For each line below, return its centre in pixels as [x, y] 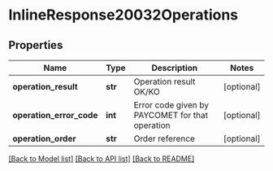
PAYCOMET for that [171, 115]
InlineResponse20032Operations [123, 15]
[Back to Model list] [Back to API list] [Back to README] [102, 159]
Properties [36, 45]
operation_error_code [55, 115]
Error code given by [171, 105]
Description [175, 68]
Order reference [164, 138]
